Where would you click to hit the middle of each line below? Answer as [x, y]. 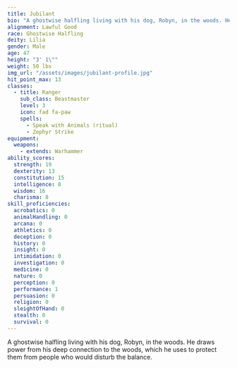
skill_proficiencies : [39, 204]
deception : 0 [33, 237]
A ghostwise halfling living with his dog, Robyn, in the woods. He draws [111, 342]
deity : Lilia [26, 40]
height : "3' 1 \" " [33, 60]
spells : [31, 118]
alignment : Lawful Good [42, 27]
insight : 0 [30, 250]
